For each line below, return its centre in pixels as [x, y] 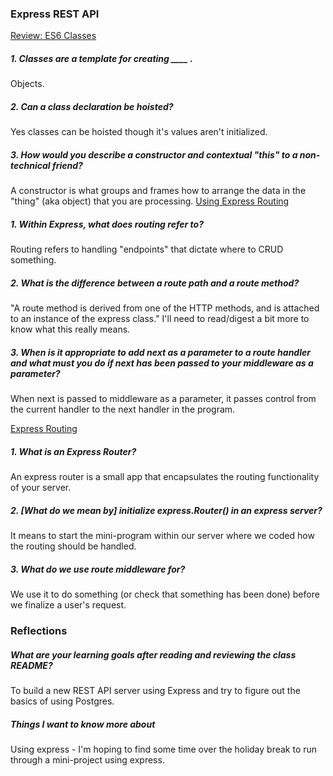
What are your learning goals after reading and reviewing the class [153, 654]
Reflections [39, 630]
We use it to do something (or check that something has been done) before [165, 594]
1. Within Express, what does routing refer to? [107, 224]
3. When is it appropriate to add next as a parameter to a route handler [160, 352]
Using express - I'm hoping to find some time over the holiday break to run [164, 749]
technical [30, 165]
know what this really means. [70, 329]
